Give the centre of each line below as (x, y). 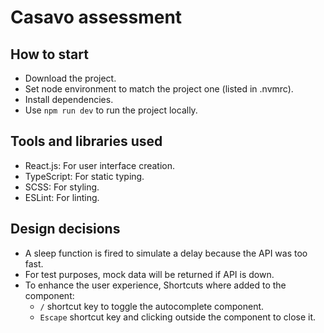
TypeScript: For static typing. (84, 176)
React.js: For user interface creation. (100, 165)
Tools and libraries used (86, 141)
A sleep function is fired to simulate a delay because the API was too (166, 253)
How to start (49, 54)
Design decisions (65, 229)
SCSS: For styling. (62, 187)
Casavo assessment (96, 17)
